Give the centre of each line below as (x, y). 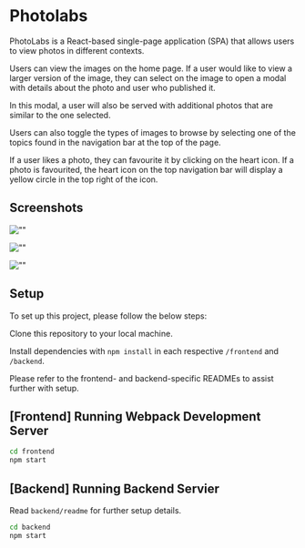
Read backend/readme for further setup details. (96, 510)
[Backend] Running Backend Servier (115, 488)
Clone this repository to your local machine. (91, 333)
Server (29, 430)
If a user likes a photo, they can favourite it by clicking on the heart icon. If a (152, 159)
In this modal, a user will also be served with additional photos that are (141, 105)
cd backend (30, 527)
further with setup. (44, 388)
